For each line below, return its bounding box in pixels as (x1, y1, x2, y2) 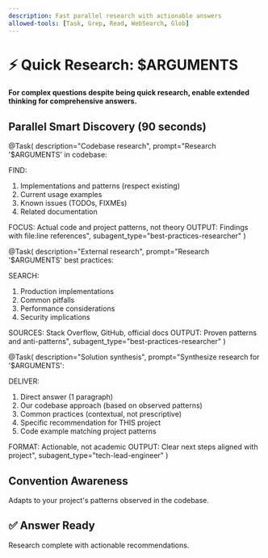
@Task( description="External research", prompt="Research (8, 247, 210, 257)
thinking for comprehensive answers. (8, 96, 137, 106)
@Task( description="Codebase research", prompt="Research (8, 141, 216, 151)
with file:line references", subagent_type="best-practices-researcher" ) (8, 231, 246, 241)
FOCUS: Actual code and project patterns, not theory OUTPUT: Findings (8, 223, 249, 233)
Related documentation (19, 207, 98, 216)
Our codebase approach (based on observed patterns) (19, 401, 203, 410)
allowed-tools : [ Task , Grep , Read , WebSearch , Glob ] (8, 19, 190, 27)
